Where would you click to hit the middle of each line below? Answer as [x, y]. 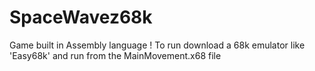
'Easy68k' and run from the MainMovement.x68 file [115, 55]
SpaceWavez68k [81, 17]
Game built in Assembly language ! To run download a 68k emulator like [157, 45]
